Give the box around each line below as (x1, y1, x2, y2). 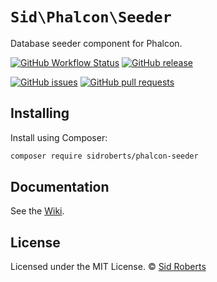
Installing (10, 105, 70, 122)
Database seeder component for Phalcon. (10, 37, 183, 49)
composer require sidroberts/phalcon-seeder (10, 151, 199, 161)
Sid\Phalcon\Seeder (10, 8, 172, 27)
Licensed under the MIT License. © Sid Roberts (10, 261, 207, 273)
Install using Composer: (10, 131, 108, 143)
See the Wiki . (10, 205, 65, 217)
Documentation (10, 179, 110, 196)
